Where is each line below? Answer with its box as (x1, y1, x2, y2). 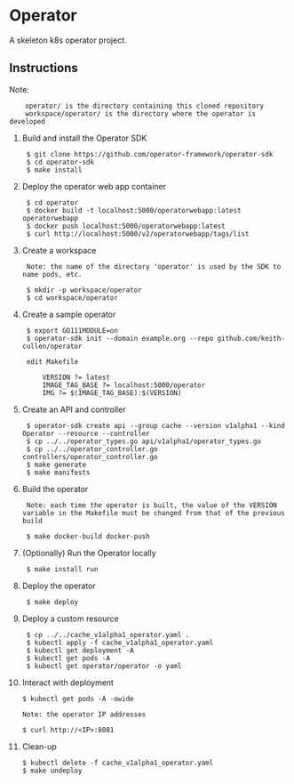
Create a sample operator (21, 309, 116, 319)
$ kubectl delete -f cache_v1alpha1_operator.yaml (21, 758, 214, 767)
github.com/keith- (217, 334, 286, 343)
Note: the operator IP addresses (21, 709, 147, 719)
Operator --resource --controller (21, 429, 150, 438)
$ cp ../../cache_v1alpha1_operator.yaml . (26, 630, 190, 639)
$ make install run (26, 564, 99, 574)
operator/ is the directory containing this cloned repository (25, 101, 265, 110)
